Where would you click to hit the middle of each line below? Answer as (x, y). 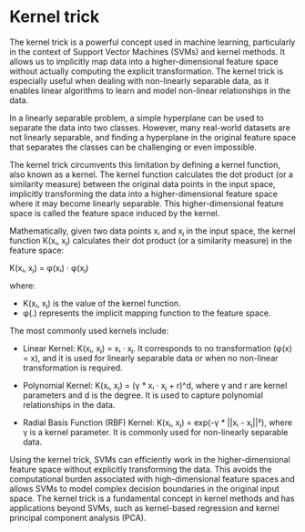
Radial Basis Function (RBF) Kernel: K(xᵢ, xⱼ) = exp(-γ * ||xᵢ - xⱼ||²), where (158, 422)
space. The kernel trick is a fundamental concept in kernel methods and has (152, 498)
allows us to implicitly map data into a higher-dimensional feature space (144, 61)
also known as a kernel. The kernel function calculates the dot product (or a (152, 174)
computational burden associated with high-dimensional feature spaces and (152, 479)
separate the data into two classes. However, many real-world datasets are (150, 127)
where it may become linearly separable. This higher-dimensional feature (147, 203)
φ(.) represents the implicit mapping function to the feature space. (147, 313)
